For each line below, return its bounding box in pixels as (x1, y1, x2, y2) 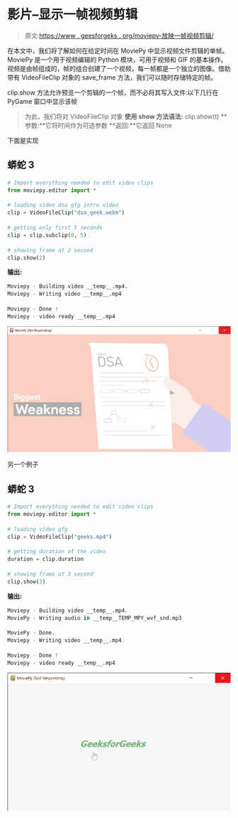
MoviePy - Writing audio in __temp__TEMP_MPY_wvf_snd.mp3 (7, 614, 182, 622)
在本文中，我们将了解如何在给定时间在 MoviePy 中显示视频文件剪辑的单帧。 (7, 46, 229, 55)
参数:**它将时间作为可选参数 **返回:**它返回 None (24, 121, 172, 129)
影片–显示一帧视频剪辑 (7, 6, 138, 23)
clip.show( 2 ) (7, 254, 46, 262)
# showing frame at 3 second (7, 570, 93, 578)
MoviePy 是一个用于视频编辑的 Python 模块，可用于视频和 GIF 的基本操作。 (7, 55, 227, 64)
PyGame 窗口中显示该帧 (7, 97, 78, 105)
